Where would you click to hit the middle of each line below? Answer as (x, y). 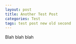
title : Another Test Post (31, 14)
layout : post (18, 10)
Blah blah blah (19, 37)
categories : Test (23, 19)
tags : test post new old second (38, 23)
